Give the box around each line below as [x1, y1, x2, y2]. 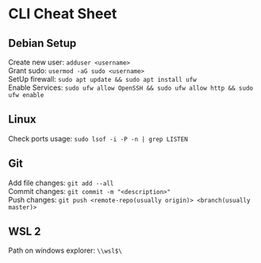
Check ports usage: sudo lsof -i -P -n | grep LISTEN [8, 133, 188, 143]
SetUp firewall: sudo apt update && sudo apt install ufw [8, 75, 197, 83]
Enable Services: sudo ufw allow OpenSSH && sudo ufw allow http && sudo [8, 83, 254, 92]
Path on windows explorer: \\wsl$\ [8, 246, 123, 255]
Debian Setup [8, 37, 77, 50]
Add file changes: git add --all [8, 178, 114, 188]
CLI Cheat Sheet [8, 5, 117, 23]
